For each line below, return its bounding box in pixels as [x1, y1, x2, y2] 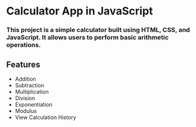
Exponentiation [14, 101, 52, 108]
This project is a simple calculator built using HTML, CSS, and [6, 26, 190, 34]
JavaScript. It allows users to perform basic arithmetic [6, 33, 169, 42]
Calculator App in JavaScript [6, 4, 153, 18]
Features [6, 59, 40, 70]
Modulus [14, 107, 37, 114]
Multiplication [14, 88, 49, 95]
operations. [6, 41, 41, 49]
